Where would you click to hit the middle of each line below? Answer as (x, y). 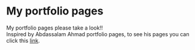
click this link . (23, 40)
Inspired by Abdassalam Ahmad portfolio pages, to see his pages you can (98, 34)
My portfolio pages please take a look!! (55, 28)
